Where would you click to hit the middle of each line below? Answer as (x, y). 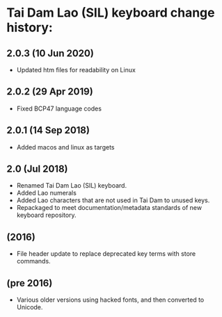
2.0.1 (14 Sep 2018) (48, 130)
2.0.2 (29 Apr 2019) (50, 92)
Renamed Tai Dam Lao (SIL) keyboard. (71, 186)
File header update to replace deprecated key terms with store (106, 254)
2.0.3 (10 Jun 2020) (50, 53)
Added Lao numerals (47, 193)
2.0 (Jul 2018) (37, 169)
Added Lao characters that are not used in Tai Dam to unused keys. (113, 200)
